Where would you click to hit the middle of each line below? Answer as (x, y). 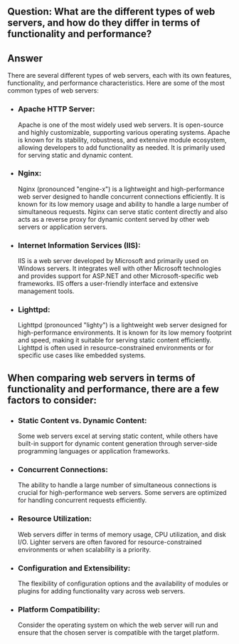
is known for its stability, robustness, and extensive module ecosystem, (122, 140)
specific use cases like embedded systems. (81, 355)
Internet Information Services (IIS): (79, 245)
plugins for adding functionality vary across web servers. (101, 591)
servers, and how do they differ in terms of (104, 23)
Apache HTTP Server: (56, 109)
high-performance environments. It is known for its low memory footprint (125, 333)
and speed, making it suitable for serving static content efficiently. (115, 340)
